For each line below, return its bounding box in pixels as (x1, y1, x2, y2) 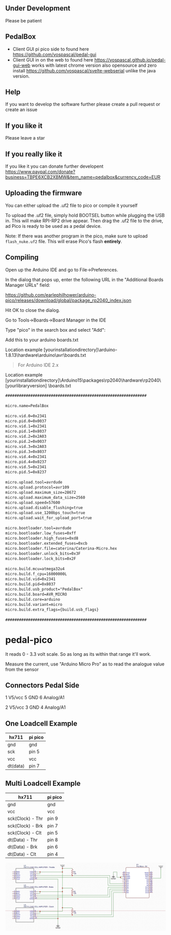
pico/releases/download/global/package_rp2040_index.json (5, 297, 131, 303)
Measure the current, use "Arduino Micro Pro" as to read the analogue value (5, 661, 164, 667)
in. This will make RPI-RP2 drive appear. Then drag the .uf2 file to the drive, (5, 218, 163, 224)
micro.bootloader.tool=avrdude (5, 525, 72, 530)
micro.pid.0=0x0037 (5, 418, 47, 423)
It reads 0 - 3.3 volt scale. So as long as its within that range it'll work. (5, 651, 152, 657)
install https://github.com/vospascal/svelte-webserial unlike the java (12, 67, 156, 73)
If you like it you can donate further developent (5, 163, 104, 170)
